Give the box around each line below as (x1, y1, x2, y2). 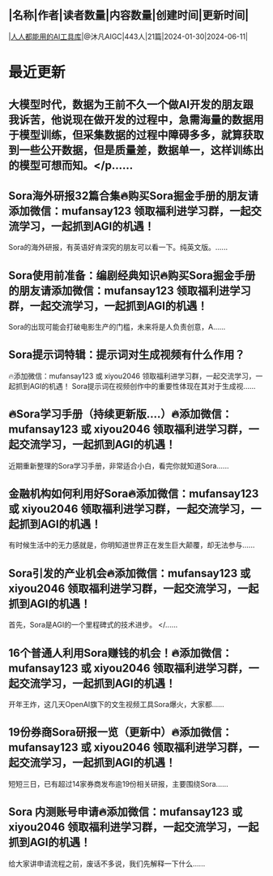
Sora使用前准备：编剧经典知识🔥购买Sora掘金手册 (8, 268, 256, 283)
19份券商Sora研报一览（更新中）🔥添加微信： (8, 726, 233, 740)
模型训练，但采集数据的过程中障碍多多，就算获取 (19, 128, 264, 142)
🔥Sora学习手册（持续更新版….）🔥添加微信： (8, 408, 232, 421)
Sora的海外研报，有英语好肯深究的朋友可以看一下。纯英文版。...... (8, 243, 228, 252)
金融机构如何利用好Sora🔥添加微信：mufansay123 (8, 487, 259, 501)
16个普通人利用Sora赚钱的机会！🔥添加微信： (8, 645, 233, 660)
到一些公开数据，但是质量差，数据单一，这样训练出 (8, 144, 264, 158)
